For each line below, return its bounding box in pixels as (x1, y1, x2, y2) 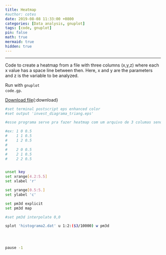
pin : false (5, 30, 28, 35)
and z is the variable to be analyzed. (5, 73, 79, 78)
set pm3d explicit (5, 201, 43, 206)
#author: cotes (5, 12, 37, 17)
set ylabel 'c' (5, 192, 37, 197)
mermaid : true (5, 39, 35, 44)
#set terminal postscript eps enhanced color (5, 107, 100, 111)
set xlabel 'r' (5, 179, 37, 184)
